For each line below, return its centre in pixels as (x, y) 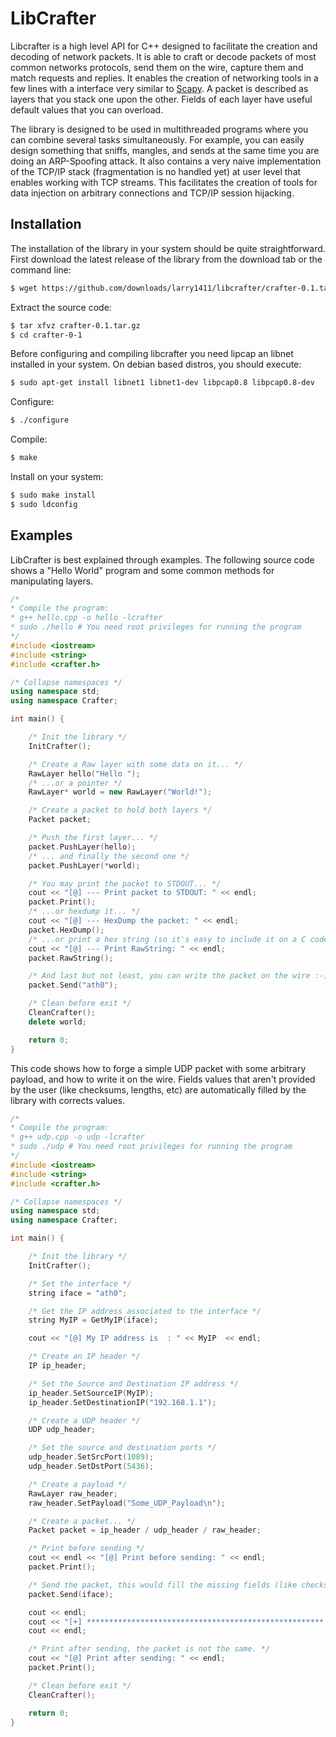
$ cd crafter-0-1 (46, 335)
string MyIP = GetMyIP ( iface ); (93, 1320)
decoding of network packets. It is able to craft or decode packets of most (163, 56)
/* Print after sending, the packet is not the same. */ (149, 1649)
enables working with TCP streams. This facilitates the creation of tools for (164, 182)
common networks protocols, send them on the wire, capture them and (157, 67)
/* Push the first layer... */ (93, 838)
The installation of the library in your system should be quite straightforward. (168, 248)
